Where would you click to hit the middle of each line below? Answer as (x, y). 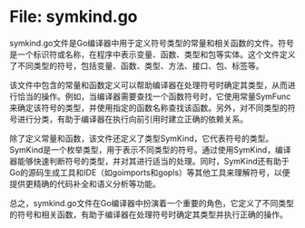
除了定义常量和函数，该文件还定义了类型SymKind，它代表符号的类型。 (142, 138)
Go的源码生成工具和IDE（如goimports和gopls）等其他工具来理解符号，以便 (150, 172)
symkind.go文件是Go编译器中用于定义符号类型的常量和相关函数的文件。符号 (152, 43)
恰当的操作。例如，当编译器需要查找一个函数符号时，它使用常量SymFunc (154, 96)
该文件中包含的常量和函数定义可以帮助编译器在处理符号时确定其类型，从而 (148, 84)
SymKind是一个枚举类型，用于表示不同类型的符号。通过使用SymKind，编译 (150, 149)
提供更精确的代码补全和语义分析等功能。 (85, 183)
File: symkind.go (74, 17)
